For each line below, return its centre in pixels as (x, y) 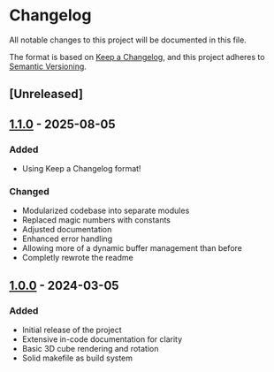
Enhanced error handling (67, 239)
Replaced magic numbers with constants (96, 220)
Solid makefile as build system (77, 358)
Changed (30, 191)
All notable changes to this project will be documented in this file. (128, 40)
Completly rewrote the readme (78, 258)
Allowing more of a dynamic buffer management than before (132, 248)
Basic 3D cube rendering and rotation (90, 349)
